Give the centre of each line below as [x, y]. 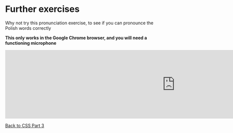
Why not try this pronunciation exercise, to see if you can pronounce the [79, 23]
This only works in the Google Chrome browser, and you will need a [76, 38]
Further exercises [42, 9]
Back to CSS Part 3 [25, 126]
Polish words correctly [28, 28]
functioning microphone [31, 43]
